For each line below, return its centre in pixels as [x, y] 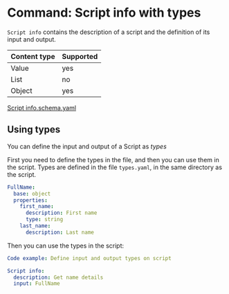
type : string [44, 220]
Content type [33, 56]
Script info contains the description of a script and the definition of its [109, 32]
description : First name [61, 213]
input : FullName [37, 284]
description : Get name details [58, 277]
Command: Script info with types [104, 13]
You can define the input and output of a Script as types [87, 146]
